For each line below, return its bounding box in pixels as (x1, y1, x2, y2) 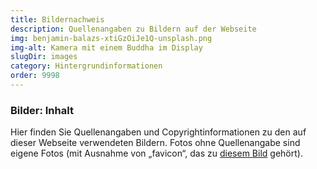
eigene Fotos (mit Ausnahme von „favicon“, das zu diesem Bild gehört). (10, 147, 303, 160)
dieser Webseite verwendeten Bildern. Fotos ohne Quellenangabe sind (10, 137, 301, 149)
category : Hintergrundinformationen (10, 61, 163, 71)
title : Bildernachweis (10, 14, 105, 25)
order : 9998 (10, 71, 60, 81)
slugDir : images (10, 52, 78, 62)
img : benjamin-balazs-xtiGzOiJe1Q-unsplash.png (10, 33, 213, 43)
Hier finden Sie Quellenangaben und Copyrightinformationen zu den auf (10, 126, 307, 138)
